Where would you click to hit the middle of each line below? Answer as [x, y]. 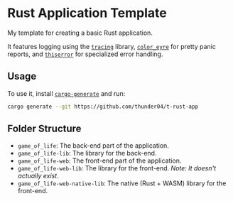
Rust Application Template [87, 13]
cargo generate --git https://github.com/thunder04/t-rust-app [103, 107]
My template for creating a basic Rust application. [80, 33]
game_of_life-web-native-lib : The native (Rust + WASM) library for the [122, 183]
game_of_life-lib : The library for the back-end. [87, 153]
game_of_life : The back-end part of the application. [93, 146]
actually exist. [38, 176]
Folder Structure [44, 129]
